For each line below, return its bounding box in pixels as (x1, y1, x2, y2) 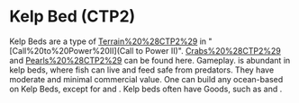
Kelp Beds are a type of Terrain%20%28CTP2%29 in (9, 36, 207, 47)
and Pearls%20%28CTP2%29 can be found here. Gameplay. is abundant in (9, 55, 291, 65)
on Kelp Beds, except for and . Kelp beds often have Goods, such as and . (9, 83, 283, 94)
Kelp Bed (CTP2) (9, 6, 136, 27)
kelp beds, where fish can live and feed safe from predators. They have (9, 64, 275, 75)
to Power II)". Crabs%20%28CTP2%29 (135, 45, 281, 56)
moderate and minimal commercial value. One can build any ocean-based (9, 73, 284, 84)
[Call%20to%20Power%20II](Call (9, 45, 134, 56)
